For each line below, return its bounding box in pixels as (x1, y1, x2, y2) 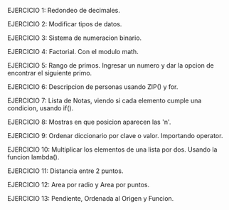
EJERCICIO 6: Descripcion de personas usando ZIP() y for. (7, 83, 179, 91)
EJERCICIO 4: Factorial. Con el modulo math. (7, 48, 139, 56)
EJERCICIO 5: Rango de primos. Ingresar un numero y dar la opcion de (7, 61, 215, 70)
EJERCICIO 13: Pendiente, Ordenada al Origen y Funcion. (7, 194, 174, 202)
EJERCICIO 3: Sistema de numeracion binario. (7, 33, 142, 42)
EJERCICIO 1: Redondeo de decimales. (7, 6, 121, 14)
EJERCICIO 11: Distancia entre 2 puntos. (7, 167, 124, 175)
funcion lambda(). (7, 153, 60, 161)
